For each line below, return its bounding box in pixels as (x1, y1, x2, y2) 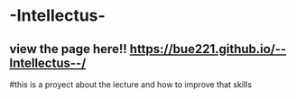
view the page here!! (9, 41, 128, 57)
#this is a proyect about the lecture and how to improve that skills (9, 79, 253, 90)
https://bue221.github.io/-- (129, 41, 287, 57)
